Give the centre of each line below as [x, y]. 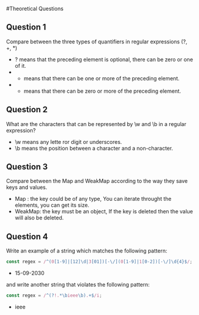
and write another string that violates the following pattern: [78, 285]
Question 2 [27, 110]
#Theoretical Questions [35, 9]
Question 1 [26, 27]
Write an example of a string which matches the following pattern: [87, 251]
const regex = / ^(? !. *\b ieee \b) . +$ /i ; [54, 296]
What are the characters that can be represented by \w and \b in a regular [96, 124]
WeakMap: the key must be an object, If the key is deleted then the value [104, 212]
